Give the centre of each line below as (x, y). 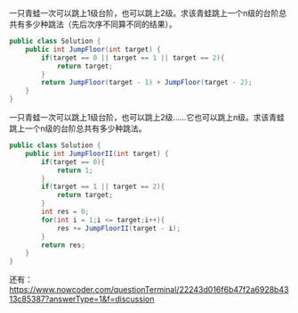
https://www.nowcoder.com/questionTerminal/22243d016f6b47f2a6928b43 (149, 290)
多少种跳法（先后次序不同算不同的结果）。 (101, 24)
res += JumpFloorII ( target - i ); (118, 228)
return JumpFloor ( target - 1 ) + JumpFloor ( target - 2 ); (147, 83)
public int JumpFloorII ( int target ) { (97, 153)
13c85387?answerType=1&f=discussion (82, 299)
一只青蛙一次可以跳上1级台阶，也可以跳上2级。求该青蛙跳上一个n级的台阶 (144, 13)
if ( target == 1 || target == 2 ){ (103, 187)
